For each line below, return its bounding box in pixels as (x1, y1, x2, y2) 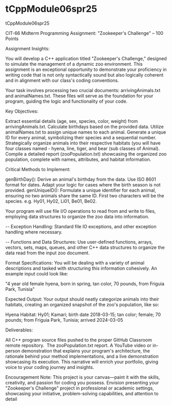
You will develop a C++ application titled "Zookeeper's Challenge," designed (5, 55, 167, 62)
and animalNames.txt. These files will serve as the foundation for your (5, 93, 154, 99)
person (5, 347, 21, 354)
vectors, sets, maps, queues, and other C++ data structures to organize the (5, 244, 165, 250)
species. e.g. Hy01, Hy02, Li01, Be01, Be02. (5, 198, 97, 204)
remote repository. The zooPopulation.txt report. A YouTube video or (5, 342, 151, 348)
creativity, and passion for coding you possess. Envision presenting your (5, 379, 159, 385)
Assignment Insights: (5, 45, 50, 51)
